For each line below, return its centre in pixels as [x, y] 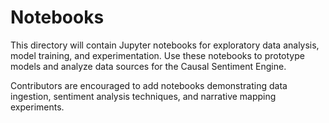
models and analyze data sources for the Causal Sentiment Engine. [148, 66]
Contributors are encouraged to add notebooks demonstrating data [149, 85]
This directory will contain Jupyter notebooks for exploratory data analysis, [165, 45]
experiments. [37, 107]
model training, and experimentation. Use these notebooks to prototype [157, 55]
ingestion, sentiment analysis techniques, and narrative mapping [143, 96]
